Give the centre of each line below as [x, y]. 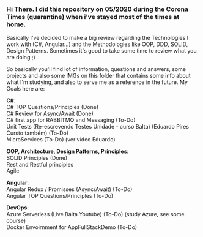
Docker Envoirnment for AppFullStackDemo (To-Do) [72, 227]
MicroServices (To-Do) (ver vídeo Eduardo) [61, 140]
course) [16, 221]
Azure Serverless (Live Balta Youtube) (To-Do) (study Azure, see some [95, 214]
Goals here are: [26, 89]
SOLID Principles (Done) [37, 158]
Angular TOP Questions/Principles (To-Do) [60, 196]
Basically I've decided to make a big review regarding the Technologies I [98, 38]
